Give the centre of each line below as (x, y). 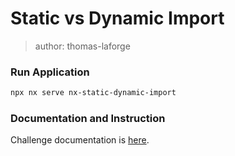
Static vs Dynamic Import (117, 18)
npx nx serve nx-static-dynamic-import (93, 93)
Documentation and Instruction (88, 119)
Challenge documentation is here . (80, 140)
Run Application (50, 72)
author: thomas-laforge (82, 46)
